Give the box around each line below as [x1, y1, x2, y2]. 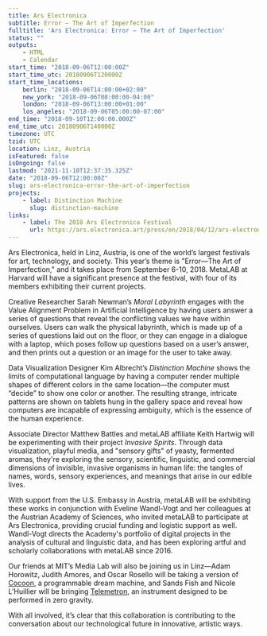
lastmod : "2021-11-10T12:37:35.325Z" [8, 167, 133, 175]
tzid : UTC [8, 137, 41, 145]
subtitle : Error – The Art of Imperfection [8, 19, 155, 27]
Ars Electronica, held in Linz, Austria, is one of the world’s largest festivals [8, 248, 250, 257]
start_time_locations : [8, 78, 83, 86]
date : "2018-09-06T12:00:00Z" [8, 174, 109, 183]
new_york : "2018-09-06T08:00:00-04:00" [22, 93, 155, 101]
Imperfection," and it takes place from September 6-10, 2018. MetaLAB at [8, 265, 248, 274]
